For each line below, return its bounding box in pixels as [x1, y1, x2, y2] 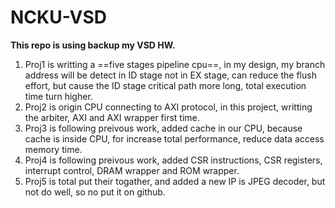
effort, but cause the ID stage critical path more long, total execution [24, 79, 307, 91]
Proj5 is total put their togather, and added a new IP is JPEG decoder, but [24, 175, 326, 187]
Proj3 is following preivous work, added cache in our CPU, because [24, 122, 303, 134]
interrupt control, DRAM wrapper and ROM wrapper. [24, 164, 240, 176]
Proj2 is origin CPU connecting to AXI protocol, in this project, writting [24, 101, 313, 113]
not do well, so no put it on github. [24, 186, 166, 198]
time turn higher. [24, 90, 93, 102]
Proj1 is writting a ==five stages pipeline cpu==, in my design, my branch [24, 58, 326, 70]
